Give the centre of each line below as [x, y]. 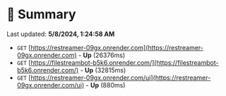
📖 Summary [41, 14]
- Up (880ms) [106, 85]
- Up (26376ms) [102, 55]
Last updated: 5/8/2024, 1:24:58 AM [61, 34]
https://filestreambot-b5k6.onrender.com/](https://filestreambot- [125, 62]
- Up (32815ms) [103, 70]
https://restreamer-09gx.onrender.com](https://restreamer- [117, 47]
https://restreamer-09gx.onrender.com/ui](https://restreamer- [121, 78]
